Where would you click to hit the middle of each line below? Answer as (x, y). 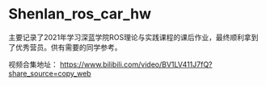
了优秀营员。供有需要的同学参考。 (65, 47)
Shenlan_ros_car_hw (80, 14)
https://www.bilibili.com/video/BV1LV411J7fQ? (136, 64)
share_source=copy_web (50, 73)
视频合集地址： (33, 64)
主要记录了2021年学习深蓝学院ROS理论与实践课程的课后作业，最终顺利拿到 (133, 37)
